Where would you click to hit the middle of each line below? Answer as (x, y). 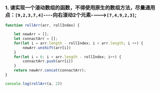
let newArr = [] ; (32, 34)
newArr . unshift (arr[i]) (47, 48)
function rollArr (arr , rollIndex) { (42, 25)
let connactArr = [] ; (36, 39)
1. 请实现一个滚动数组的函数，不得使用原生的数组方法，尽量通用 (80, 7)
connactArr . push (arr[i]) (48, 61)
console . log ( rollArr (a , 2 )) (34, 84)
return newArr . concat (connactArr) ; (50, 71)
